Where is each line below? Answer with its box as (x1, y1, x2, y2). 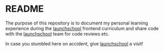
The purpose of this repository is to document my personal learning (5, 20, 149, 26)
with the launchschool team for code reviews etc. (5, 31, 110, 37)
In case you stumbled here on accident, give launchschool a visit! (5, 40, 143, 46)
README (5, 3, 44, 15)
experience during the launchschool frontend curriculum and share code (5, 25, 159, 31)
